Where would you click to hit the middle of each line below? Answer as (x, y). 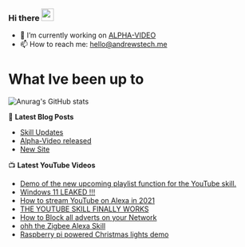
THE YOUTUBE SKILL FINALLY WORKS (84, 209)
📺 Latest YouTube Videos (52, 165)
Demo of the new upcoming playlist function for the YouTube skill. (128, 184)
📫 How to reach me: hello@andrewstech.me (93, 45)
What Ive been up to (76, 79)
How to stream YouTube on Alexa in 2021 (87, 201)
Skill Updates (41, 132)
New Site (35, 149)
